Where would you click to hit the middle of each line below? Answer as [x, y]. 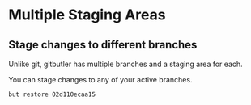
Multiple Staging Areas [87, 15]
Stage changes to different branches [103, 45]
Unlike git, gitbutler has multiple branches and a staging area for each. [125, 64]
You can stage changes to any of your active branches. [100, 80]
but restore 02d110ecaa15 [52, 94]
